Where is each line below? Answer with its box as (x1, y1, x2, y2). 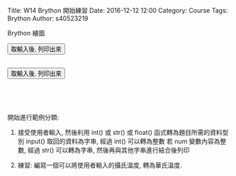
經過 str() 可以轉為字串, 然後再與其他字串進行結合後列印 (27, 146, 190, 154)
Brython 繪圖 (7, 29, 45, 37)
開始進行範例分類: (7, 113, 60, 121)
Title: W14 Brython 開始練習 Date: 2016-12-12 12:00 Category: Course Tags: (7, 6, 228, 14)
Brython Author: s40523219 (7, 14, 89, 23)
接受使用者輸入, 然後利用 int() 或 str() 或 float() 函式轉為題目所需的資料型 (17, 128, 229, 136)
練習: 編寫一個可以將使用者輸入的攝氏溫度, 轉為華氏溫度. (17, 161, 182, 169)
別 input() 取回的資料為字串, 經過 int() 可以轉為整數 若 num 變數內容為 (17, 137, 220, 145)
